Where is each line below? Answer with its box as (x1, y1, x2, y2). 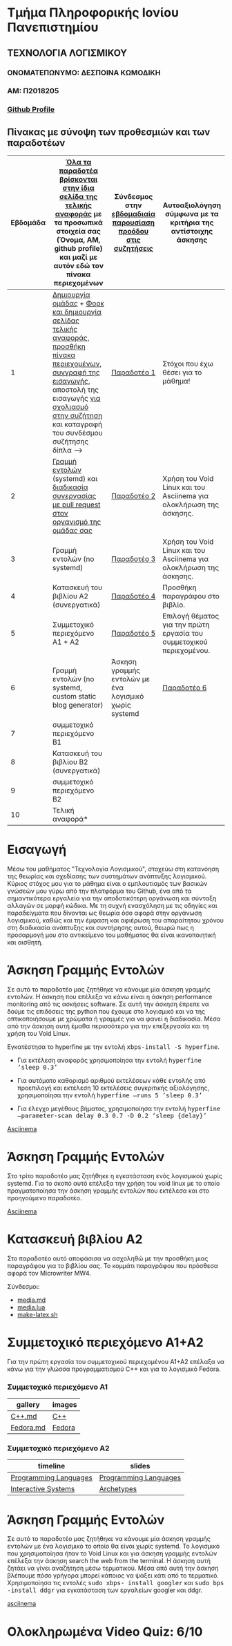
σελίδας (52, 316, 80, 325)
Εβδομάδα (10, 218, 46, 227)
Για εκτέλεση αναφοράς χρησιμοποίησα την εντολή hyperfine (17, 1056, 202, 1065)
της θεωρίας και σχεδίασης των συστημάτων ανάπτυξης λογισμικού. (7, 872, 207, 880)
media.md (17, 1296, 46, 1304)
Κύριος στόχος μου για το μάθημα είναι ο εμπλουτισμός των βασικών (7, 880, 208, 888)
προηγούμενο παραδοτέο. (7, 1193, 82, 1202)
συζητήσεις (113, 244, 153, 254)
